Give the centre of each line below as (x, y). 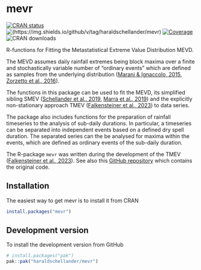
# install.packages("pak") (40, 256)
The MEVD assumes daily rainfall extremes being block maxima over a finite (101, 61)
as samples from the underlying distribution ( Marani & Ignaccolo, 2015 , (94, 74)
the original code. (28, 167)
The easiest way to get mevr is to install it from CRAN (72, 200)
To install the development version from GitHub (65, 245)
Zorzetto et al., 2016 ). (33, 81)
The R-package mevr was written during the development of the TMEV (94, 154)
